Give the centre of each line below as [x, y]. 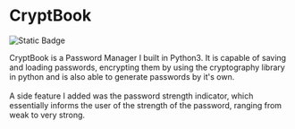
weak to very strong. [47, 115]
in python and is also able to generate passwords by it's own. [122, 76]
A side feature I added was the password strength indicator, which [131, 96]
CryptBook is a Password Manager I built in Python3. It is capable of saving [148, 57]
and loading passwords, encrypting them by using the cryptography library [147, 67]
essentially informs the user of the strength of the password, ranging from [146, 105]
